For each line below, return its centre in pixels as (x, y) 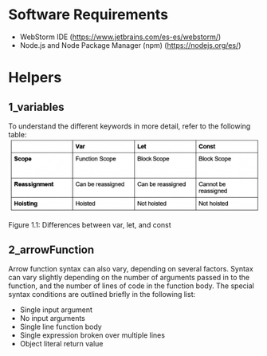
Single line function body (61, 327)
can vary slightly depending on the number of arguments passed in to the (129, 278)
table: (18, 134)
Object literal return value (61, 344)
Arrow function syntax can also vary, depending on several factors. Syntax (131, 269)
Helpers (35, 78)
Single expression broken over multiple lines (92, 335)
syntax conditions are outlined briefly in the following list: (102, 295)
